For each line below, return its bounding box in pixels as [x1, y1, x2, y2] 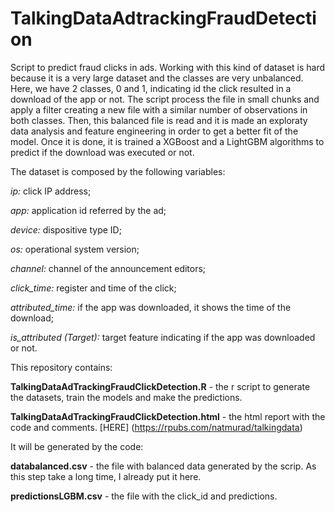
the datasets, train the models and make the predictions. [10, 391, 243, 403]
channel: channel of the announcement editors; [10, 262, 207, 274]
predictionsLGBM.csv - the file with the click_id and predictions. [10, 490, 278, 502]
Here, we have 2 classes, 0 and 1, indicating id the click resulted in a [10, 82, 292, 94]
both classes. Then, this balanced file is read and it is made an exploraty [10, 114, 308, 126]
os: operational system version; [10, 243, 140, 255]
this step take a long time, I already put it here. [10, 470, 202, 482]
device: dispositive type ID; [10, 223, 122, 236]
